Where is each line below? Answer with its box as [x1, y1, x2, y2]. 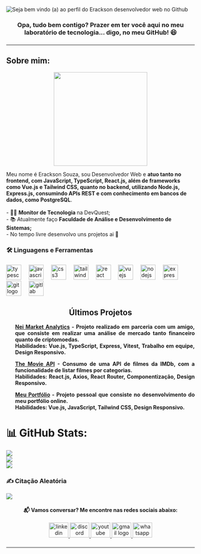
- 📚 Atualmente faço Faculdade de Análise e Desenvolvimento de [6, 215, 172, 222]
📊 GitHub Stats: [6, 426, 88, 439]
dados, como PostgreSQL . [6, 196, 73, 203]
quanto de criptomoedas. [14, 336, 80, 344]
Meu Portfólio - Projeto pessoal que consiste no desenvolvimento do [14, 391, 196, 398]
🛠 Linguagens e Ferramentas [6, 246, 93, 254]
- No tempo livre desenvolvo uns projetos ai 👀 [6, 230, 119, 237]
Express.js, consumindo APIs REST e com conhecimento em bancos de [6, 189, 187, 197]
